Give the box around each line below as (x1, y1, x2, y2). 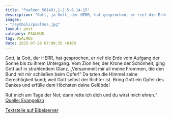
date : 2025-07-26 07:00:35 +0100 (5, 41, 76, 46)
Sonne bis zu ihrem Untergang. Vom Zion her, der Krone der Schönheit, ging (5, 60, 165, 66)
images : (5, 17, 22, 22)
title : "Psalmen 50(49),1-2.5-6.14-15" (5, 7, 90, 13)
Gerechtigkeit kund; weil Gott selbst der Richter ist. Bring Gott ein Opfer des (5, 76, 164, 82)
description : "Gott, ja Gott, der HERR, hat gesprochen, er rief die (5, 12, 156, 17)
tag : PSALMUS (5, 36, 33, 41)
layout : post (5, 27, 33, 32)
